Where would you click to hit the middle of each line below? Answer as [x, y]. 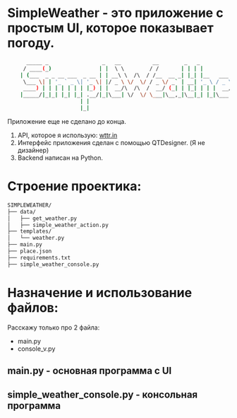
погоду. [31, 43]
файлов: [33, 307]
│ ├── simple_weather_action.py [58, 225]
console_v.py [36, 349]
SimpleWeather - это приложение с [115, 13]
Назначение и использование [100, 292]
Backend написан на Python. [60, 158]
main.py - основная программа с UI [90, 370]
